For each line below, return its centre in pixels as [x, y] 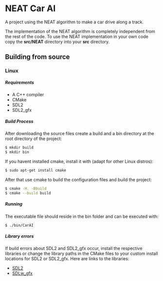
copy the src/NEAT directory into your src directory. [57, 41]
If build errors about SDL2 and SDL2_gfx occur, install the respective [74, 248]
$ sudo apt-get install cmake [36, 170]
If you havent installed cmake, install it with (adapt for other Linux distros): [79, 161]
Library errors [19, 236]
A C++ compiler [28, 95]
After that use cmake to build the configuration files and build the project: [78, 179]
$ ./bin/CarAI [19, 225]
